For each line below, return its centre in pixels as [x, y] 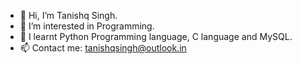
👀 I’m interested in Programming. [87, 26]
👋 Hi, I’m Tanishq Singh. [68, 15]
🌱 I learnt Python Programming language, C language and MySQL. [156, 36]
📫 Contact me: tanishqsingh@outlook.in [103, 48]
